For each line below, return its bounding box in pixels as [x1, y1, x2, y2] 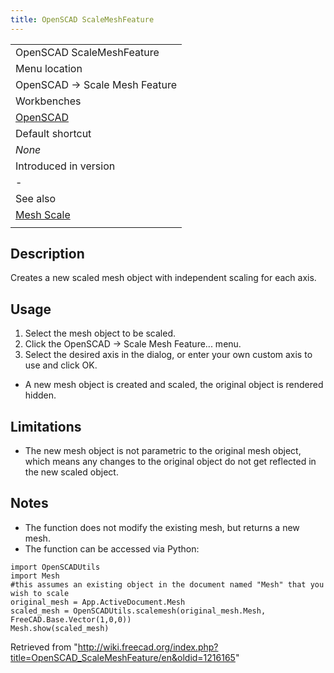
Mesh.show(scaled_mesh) [10, 623, 110, 633]
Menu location [15, 61, 83, 75]
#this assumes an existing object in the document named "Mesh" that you [10, 579, 325, 590]
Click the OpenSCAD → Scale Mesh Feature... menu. [24, 338, 242, 350]
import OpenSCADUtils [10, 562, 101, 572]
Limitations [10, 418, 82, 435]
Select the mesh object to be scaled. [24, 327, 177, 340]
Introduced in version [15, 159, 116, 173]
